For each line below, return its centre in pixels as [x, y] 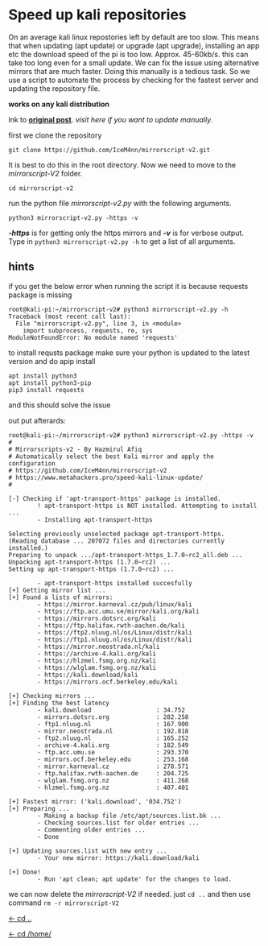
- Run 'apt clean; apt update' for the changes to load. [134, 879]
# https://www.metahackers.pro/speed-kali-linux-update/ [106, 477]
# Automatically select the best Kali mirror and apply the [111, 456]
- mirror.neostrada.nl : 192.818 [113, 731]
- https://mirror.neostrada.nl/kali [99, 647]
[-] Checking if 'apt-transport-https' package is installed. [115, 498]
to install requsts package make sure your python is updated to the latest [129, 353]
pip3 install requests [46, 390]
